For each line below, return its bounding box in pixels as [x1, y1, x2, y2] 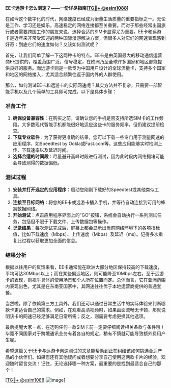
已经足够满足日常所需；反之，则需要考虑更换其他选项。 [32, 313, 148, 319]
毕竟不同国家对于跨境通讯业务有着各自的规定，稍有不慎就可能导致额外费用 [5, 330, 161, 336]
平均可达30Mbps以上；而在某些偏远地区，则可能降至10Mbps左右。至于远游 [5, 270, 164, 276]
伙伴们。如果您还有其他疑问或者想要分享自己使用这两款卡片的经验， [18, 354, 161, 360]
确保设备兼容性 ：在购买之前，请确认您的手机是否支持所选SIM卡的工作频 [12, 115, 164, 122]
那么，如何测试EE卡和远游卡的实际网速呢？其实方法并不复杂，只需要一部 [5, 82, 158, 88]
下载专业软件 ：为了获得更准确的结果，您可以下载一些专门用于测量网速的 [12, 134, 164, 140]
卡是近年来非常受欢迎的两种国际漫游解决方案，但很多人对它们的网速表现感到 [5, 35, 166, 41]
